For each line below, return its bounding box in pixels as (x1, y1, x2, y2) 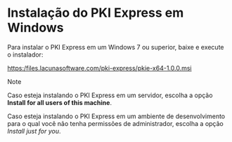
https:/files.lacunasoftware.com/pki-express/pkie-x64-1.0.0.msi (7, 64, 192, 72)
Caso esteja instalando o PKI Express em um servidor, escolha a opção (7, 91, 213, 99)
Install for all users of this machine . (7, 98, 112, 106)
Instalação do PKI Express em (7, 5, 184, 21)
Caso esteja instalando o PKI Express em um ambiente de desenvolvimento (7, 112, 226, 120)
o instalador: (7, 50, 44, 59)
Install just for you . (7, 127, 61, 135)
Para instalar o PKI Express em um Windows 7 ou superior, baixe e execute (7, 43, 224, 51)
